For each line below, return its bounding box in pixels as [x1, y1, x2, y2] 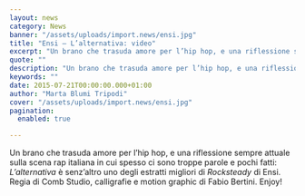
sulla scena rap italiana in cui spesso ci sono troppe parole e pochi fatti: [9, 157, 278, 168]
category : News [9, 22, 67, 31]
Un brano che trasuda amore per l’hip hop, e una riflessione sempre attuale [9, 147, 290, 159]
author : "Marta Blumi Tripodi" [9, 89, 128, 98]
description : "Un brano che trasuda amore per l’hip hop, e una [9, 64, 258, 73]
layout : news [9, 13, 59, 23]
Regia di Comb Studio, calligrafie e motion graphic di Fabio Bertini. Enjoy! [9, 176, 283, 187]
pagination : [9, 106, 54, 115]
